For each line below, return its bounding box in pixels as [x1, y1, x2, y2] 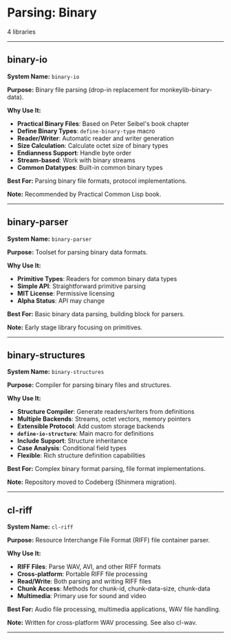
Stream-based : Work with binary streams [16, 156, 135, 164]
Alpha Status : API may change [16, 296, 105, 305]
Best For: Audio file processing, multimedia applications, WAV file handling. [7, 605, 221, 613]
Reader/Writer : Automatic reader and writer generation [16, 134, 174, 142]
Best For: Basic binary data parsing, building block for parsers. [7, 309, 185, 318]
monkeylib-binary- [159, 85, 212, 93]
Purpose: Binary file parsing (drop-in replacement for [7, 85, 159, 93]
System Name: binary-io [7, 72, 80, 80]
